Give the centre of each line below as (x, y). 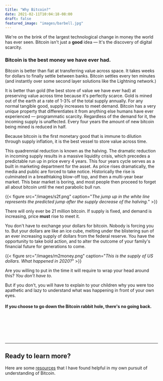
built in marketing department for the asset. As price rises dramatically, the (80, 166)
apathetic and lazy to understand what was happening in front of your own (80, 290)
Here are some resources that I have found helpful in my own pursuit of (76, 368)
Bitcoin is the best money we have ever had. (58, 60)
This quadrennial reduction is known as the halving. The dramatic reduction (81, 151)
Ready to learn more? (38, 356)
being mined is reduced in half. (36, 127)
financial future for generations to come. (45, 246)
